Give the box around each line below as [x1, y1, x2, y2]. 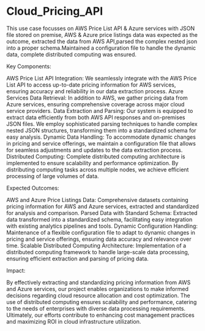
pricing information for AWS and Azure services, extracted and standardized [6, 203, 199, 210]
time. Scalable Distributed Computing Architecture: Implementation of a [6, 241, 187, 249]
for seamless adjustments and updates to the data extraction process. [6, 146, 183, 154]
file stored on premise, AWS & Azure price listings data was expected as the [6, 31, 198, 38]
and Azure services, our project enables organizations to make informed [6, 285, 188, 292]
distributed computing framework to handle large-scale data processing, [6, 248, 190, 255]
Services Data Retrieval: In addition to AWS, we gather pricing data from [6, 94, 188, 101]
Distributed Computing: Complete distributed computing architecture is [6, 152, 185, 160]
